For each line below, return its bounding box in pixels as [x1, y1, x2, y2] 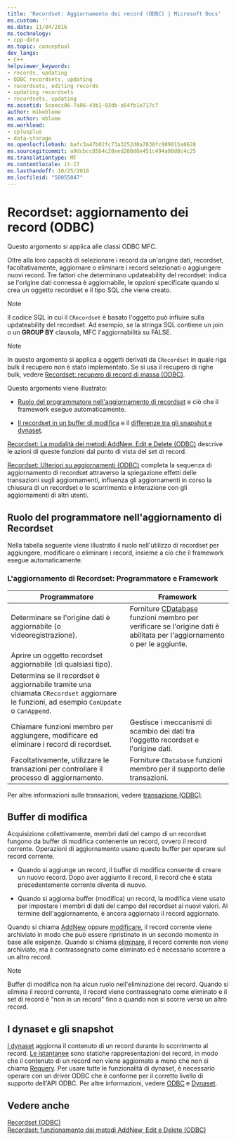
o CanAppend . [11, 705, 51, 715]
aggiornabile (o [11, 621, 61, 631]
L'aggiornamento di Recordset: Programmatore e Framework [7, 574, 219, 584]
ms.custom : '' [7, 17, 49, 24]
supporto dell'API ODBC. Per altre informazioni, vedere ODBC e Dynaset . [7, 1079, 218, 1088]
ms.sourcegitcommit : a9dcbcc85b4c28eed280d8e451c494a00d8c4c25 [7, 148, 197, 155]
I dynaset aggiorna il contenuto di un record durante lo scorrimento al [7, 1042, 209, 1050]
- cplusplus [7, 128, 42, 135]
